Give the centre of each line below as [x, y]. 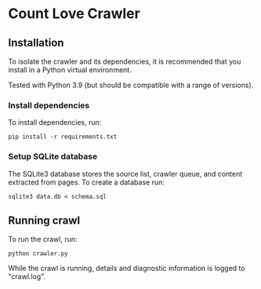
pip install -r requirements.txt [63, 137]
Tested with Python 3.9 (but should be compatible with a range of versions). [131, 85]
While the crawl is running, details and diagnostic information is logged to [127, 269]
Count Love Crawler [74, 14]
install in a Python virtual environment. [70, 70]
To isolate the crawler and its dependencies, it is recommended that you [125, 61]
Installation [36, 43]
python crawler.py [38, 254]
